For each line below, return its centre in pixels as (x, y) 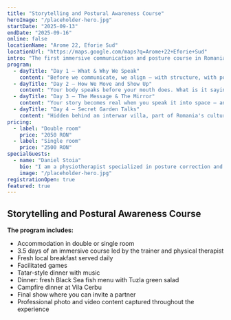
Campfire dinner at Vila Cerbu (59, 287)
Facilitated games (42, 266)
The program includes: (40, 230)
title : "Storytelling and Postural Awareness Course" (86, 13)
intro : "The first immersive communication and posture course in (104, 58)
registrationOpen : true (41, 179)
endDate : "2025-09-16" (40, 33)
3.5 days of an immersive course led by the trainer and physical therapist (120, 251)
